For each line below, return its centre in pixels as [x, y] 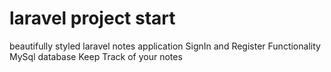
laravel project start [92, 18]
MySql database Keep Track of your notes [96, 56]
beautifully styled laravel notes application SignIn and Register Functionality [165, 46]
